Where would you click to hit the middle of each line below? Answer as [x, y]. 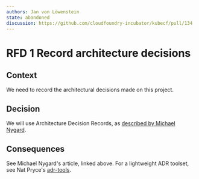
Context [22, 75]
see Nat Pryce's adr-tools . [39, 170]
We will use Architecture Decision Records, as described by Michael [91, 123]
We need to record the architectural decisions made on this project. [90, 90]
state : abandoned [28, 18]
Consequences [36, 149]
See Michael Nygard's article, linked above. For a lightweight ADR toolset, [98, 163]
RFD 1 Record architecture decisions [99, 53]
